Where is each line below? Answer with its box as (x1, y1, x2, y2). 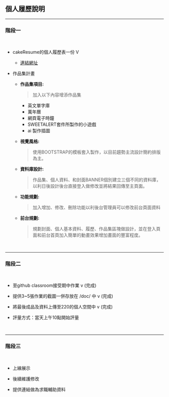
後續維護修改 (12, 375, 39, 381)
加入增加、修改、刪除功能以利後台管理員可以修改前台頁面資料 (32, 204, 161, 210)
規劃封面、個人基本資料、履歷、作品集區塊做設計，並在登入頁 (32, 226, 161, 232)
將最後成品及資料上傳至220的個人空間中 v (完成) (12, 304, 113, 310)
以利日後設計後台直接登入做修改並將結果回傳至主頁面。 (32, 183, 147, 189)
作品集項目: (20, 81, 44, 87)
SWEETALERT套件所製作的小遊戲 (27, 121, 97, 127)
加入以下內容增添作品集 (32, 92, 81, 98)
